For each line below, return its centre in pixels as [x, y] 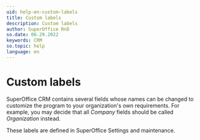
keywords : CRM [24, 40]
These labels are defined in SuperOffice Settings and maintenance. [91, 130]
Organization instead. [34, 118]
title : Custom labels [34, 18]
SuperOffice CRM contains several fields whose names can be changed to [100, 99]
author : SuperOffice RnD [38, 29]
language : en [23, 52]
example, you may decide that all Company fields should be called [90, 112]
